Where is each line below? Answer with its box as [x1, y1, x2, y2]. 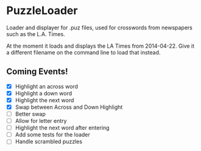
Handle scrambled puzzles [15, 138, 83, 145]
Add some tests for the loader [15, 131, 90, 138]
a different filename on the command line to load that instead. [6, 48, 161, 56]
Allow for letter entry [15, 117, 67, 125]
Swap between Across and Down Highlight [15, 103, 123, 111]
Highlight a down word [15, 89, 72, 97]
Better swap [15, 111, 46, 117]
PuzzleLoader [6, 4, 78, 18]
